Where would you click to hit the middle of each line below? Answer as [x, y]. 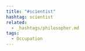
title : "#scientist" [31, 11]
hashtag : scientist [30, 17]
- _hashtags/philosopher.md [45, 28]
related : [17, 22]
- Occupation [27, 39]
